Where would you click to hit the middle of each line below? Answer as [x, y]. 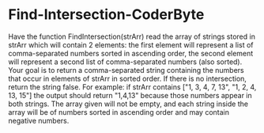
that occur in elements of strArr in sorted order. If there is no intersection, [128, 78]
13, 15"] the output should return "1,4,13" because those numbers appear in [130, 95]
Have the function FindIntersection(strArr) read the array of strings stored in [132, 36]
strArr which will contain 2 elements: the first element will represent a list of [131, 44]
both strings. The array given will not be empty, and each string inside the [128, 104]
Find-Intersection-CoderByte [106, 15]
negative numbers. [39, 120]
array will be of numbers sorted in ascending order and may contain [119, 112]
